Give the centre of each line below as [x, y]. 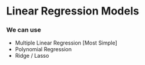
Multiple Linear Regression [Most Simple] [66, 43]
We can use [24, 30]
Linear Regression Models [73, 11]
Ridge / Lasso [32, 56]
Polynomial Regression [43, 49]
